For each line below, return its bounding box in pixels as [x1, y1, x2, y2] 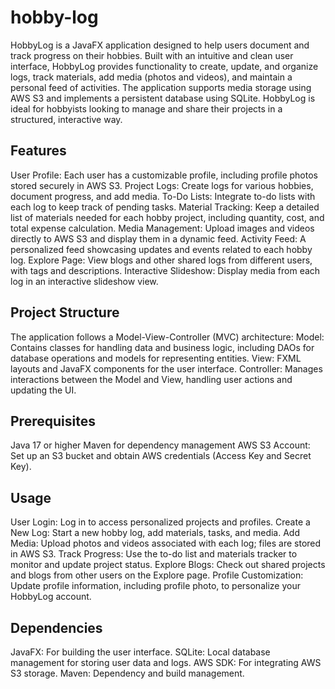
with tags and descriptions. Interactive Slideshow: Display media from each [10, 264, 321, 276]
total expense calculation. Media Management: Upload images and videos [10, 222, 315, 234]
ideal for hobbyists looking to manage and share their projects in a [10, 102, 283, 115]
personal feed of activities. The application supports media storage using [10, 81, 312, 93]
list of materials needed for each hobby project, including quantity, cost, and [10, 211, 325, 223]
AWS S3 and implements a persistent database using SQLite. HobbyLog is [10, 92, 316, 104]
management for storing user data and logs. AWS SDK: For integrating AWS [10, 657, 322, 668]
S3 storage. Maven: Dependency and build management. [10, 667, 245, 679]
